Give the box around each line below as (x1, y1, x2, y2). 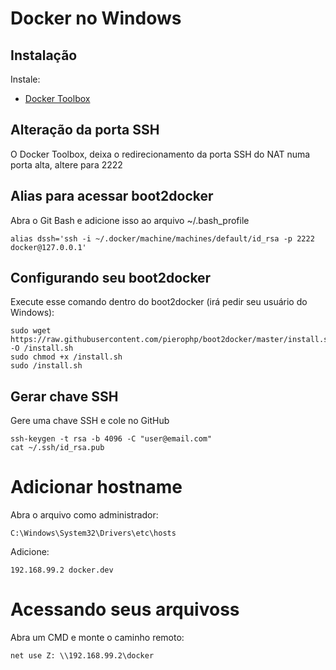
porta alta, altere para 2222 (10, 158, 123, 171)
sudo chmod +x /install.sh (10, 352, 123, 362)
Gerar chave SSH (10, 388, 119, 405)
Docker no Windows (10, 7, 182, 30)
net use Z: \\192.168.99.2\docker (10, 651, 155, 661)
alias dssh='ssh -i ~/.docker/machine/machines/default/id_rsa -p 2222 (10, 233, 315, 244)
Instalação (10, 47, 78, 64)
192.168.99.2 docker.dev (10, 565, 114, 576)
